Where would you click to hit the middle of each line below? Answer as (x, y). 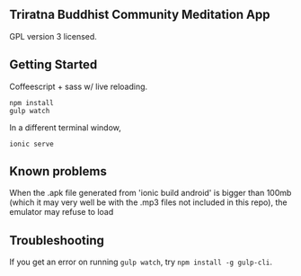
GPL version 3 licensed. (53, 36)
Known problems (58, 171)
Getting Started (53, 65)
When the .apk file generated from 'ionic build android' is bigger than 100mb (150, 193)
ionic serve (31, 144)
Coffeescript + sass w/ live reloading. (79, 86)
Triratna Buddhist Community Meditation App (140, 15)
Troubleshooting (57, 240)
